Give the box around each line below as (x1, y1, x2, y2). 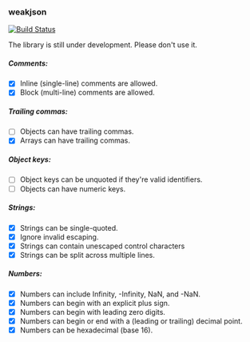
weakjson (8, 6, 47, 18)
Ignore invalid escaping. (19, 231, 99, 242)
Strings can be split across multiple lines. (19, 250, 156, 260)
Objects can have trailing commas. (19, 127, 134, 136)
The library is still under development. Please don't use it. (8, 40, 198, 50)
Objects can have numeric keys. (19, 183, 126, 194)
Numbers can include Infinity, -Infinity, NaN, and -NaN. (19, 289, 201, 299)
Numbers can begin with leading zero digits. (19, 307, 166, 316)
